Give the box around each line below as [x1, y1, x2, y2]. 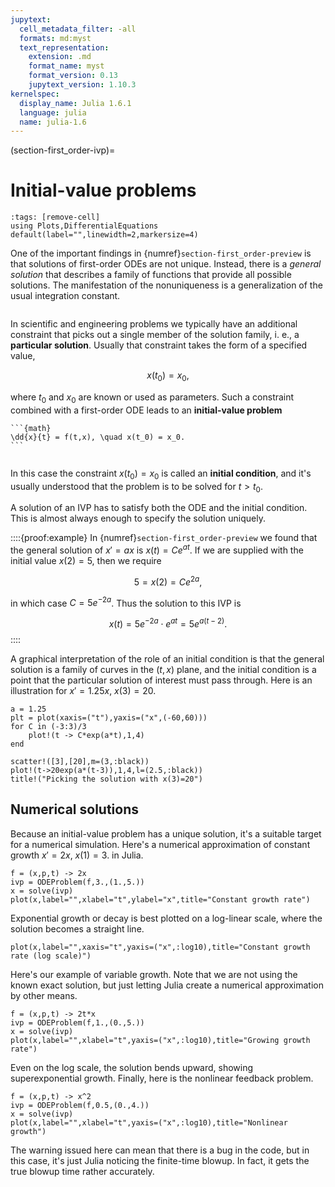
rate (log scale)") [10, 951, 92, 961]
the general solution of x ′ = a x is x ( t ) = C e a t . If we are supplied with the [10, 542, 304, 556]
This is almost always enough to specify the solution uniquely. [10, 512, 266, 525]
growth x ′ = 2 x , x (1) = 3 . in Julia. [10, 849, 144, 861]
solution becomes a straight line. [10, 922, 145, 935]
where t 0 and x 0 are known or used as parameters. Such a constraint [10, 391, 295, 405]
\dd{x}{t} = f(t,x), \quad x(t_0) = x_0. [10, 432, 186, 442]
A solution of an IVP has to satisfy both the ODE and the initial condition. [10, 502, 308, 514]
